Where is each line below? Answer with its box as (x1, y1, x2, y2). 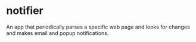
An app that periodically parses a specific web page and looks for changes (6, 23, 191, 30)
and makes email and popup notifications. (6, 29, 109, 36)
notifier (6, 4, 43, 17)
